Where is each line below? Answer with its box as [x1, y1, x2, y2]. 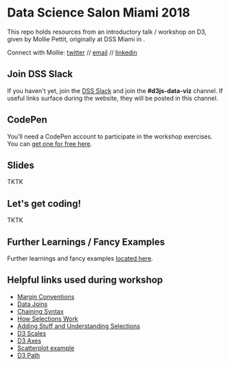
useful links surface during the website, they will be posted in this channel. [7, 94, 218, 102]
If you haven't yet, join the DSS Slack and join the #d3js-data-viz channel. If [7, 86, 223, 94]
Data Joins [16, 300, 48, 308]
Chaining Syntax [16, 307, 64, 315]
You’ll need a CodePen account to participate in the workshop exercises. [7, 132, 213, 141]
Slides [7, 159, 34, 171]
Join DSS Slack [7, 68, 73, 80]
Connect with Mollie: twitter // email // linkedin [7, 48, 137, 57]
